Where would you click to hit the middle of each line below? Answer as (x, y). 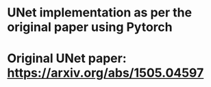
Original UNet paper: (67, 59)
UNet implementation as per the (100, 13)
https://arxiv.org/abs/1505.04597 (105, 73)
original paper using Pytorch (90, 27)
